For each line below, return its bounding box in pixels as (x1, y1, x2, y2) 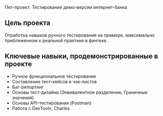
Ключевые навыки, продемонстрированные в (5, 52, 158, 61)
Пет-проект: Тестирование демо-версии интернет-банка (5, 5, 127, 10)
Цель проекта (5, 19, 51, 27)
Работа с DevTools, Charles (12, 105, 70, 111)
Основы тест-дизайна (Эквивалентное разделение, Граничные (12, 89, 147, 95)
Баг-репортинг (12, 84, 44, 90)
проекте (5, 60, 32, 68)
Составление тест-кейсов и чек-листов (12, 78, 97, 84)
